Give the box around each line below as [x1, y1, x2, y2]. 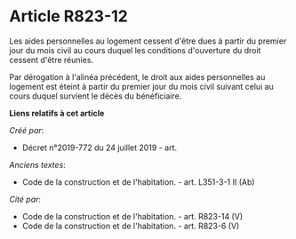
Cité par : [9, 194, 42, 204]
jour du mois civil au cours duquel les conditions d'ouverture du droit [9, 44, 261, 55]
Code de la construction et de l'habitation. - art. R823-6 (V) [21, 220, 240, 231]
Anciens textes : [9, 159, 67, 170]
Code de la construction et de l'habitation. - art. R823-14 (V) [21, 211, 243, 221]
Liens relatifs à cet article [9, 108, 105, 118]
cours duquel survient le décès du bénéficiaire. [9, 91, 182, 101]
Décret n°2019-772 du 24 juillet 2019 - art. [21, 142, 178, 153]
